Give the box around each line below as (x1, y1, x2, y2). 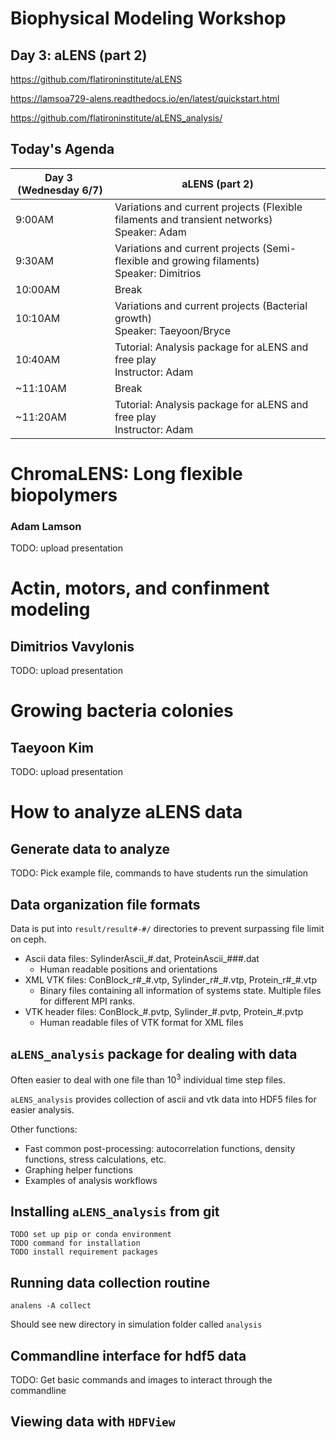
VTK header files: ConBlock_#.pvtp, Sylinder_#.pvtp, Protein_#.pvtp (24, 1006, 304, 1018)
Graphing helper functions (24, 1163, 133, 1176)
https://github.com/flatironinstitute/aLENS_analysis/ (10, 112, 223, 124)
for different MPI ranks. (39, 995, 136, 1007)
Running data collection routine (10, 1274, 211, 1291)
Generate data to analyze (10, 840, 171, 857)
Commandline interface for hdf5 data (10, 1347, 247, 1364)
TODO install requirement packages (10, 1247, 159, 1257)
